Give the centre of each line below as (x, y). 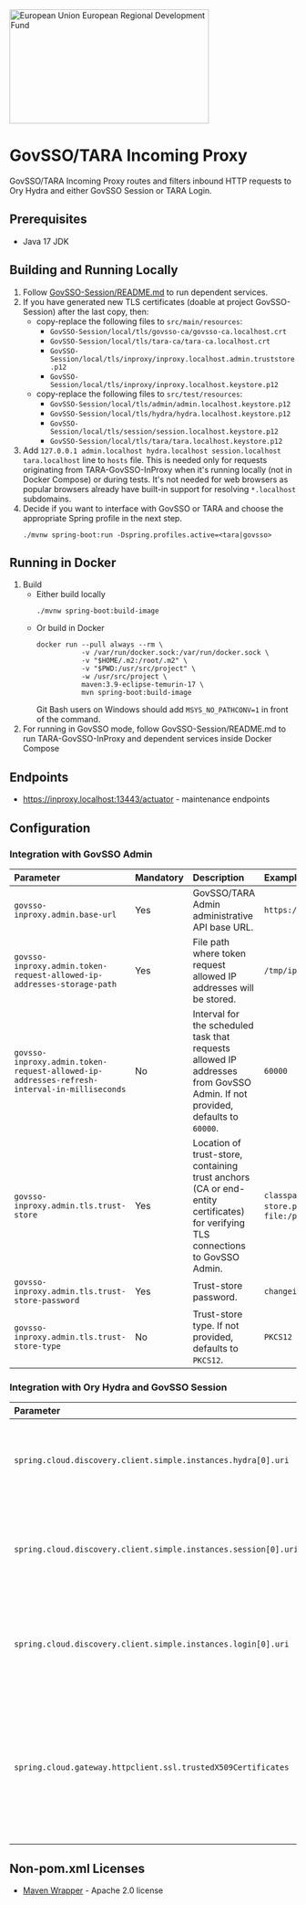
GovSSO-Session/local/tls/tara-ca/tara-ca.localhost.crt (160, 342)
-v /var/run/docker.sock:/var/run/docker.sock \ (175, 653)
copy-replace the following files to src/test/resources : (139, 394)
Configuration (50, 828)
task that (211, 1037)
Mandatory (159, 878)
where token (219, 953)
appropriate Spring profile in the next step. (102, 518)
